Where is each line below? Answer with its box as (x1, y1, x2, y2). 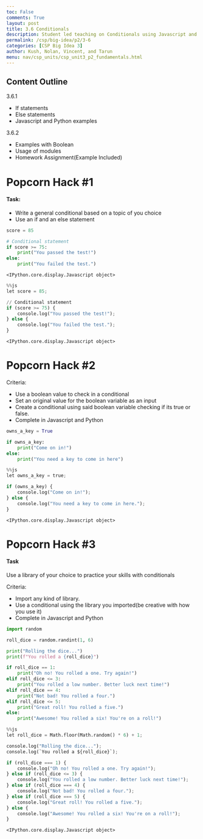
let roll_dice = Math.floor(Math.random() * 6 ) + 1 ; (6, 732, 143, 739)
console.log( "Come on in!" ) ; (17, 489, 91, 495)
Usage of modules (15, 147, 62, 155)
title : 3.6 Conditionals (6, 26, 69, 32)
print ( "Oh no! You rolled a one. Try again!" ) (17, 670, 137, 677)
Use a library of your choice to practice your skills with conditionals (6, 571, 175, 578)
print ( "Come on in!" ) (17, 444, 72, 451)
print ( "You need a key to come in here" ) (17, 456, 123, 462)
